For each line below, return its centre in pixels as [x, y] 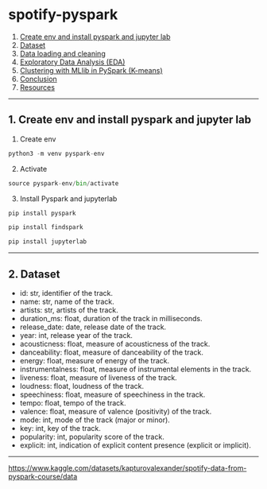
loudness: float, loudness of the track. [82, 386]
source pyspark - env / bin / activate [64, 183]
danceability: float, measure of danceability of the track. [112, 352]
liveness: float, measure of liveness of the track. [98, 377]
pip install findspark [46, 227]
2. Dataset [34, 274]
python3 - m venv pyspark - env [56, 153]
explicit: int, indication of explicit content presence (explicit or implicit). [135, 445]
